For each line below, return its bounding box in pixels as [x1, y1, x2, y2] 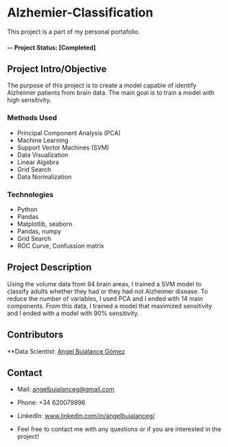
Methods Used [7, 113, 57, 123]
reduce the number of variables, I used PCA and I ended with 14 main [7, 294, 203, 303]
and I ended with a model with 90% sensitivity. [7, 309, 139, 317]
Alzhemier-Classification [7, 5, 153, 21]
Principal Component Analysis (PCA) [16, 128, 122, 137]
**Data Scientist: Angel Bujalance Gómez [7, 347, 126, 355]
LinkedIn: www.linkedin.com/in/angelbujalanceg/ [16, 412, 155, 420]
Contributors [7, 329, 64, 341]
